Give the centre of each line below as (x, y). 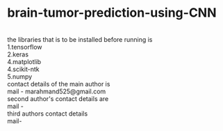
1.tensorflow (25, 47)
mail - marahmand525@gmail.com (57, 91)
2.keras (18, 54)
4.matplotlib (24, 61)
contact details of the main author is (59, 84)
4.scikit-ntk (23, 69)
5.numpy (20, 76)
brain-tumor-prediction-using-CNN (112, 13)
